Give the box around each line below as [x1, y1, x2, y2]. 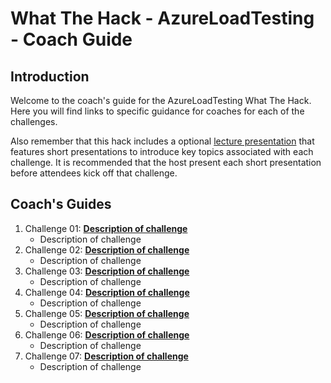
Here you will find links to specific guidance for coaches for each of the [10, 105, 305, 117]
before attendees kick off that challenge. [10, 167, 178, 179]
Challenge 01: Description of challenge [24, 222, 188, 234]
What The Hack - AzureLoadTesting [10, 7, 315, 30]
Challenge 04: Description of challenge [24, 286, 190, 298]
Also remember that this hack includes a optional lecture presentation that [10, 135, 315, 147]
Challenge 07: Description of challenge [24, 350, 189, 362]
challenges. [10, 116, 58, 127]
